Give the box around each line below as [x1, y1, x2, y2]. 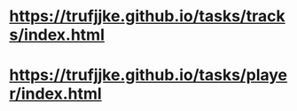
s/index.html [9, 25, 105, 45]
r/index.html [9, 84, 102, 104]
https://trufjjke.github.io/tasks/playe [9, 65, 288, 85]
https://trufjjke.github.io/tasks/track [9, 6, 285, 26]
